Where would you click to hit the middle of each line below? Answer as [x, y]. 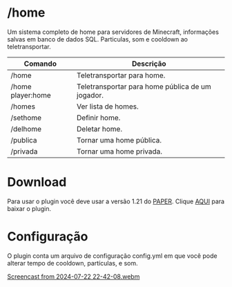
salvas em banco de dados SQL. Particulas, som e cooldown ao [98, 39]
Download [37, 182]
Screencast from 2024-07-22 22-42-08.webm [74, 276]
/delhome [26, 129]
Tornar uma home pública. [119, 140]
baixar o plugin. [29, 208]
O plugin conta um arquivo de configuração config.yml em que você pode [112, 256]
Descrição [149, 64]
